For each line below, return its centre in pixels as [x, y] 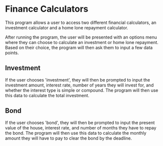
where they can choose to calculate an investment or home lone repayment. [82, 42]
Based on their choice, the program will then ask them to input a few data [79, 47]
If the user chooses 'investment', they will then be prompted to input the [78, 80]
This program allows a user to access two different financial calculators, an [81, 22]
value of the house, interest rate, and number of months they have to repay [81, 127]
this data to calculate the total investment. [47, 95]
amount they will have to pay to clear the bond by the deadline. [69, 138]
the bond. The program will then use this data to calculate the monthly [76, 133]
